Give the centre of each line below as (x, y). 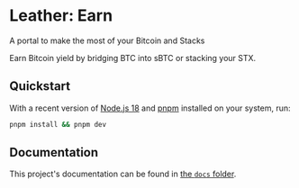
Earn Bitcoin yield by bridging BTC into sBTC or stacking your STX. (133, 58)
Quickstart (40, 86)
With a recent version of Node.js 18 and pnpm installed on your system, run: (150, 108)
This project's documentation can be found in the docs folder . (123, 174)
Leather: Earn (61, 16)
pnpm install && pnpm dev (58, 124)
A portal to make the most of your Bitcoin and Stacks (107, 40)
